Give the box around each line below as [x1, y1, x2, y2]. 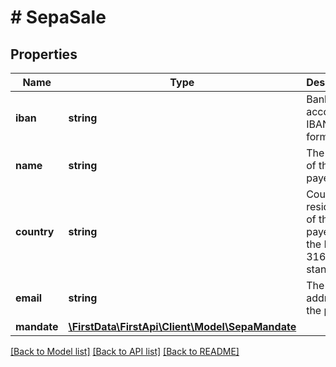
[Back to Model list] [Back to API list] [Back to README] [10, 346, 240, 357]
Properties [10, 46, 78, 63]
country [15, 225, 55, 238]
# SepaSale [10, 6, 107, 29]
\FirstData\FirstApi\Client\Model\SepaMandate [68, 320, 297, 333]
